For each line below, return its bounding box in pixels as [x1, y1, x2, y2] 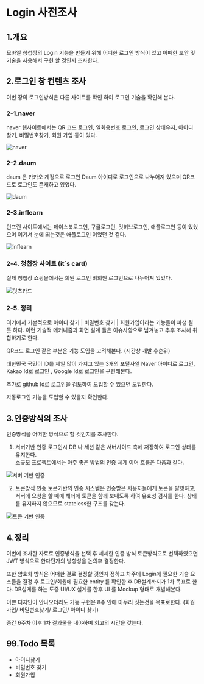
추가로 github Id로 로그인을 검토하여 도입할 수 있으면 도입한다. [6, 380, 153, 388]
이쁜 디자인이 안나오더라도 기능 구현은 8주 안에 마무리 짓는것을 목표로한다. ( [6, 598, 186, 605]
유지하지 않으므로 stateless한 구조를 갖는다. [21, 500, 126, 507]
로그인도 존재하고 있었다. [17, 181, 77, 188]
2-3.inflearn [6, 208, 43, 217]
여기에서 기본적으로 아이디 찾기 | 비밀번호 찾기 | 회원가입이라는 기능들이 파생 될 [6, 319, 194, 326]
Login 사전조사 [6, 5, 77, 20]
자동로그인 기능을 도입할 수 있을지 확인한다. [6, 394, 109, 401]
